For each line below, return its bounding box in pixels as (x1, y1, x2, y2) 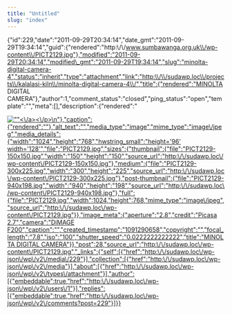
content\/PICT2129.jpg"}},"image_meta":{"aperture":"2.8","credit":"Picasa (7, 210, 217, 219)
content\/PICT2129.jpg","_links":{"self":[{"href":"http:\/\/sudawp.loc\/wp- (7, 247, 215, 256)
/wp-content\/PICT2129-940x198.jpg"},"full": (7, 188, 135, 197)
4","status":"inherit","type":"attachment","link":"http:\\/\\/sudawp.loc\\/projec (7, 72, 224, 80)
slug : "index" (7, 17, 48, 24)
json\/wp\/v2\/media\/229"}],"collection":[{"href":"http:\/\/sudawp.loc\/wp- (7, 255, 221, 263)
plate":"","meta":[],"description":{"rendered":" (7, 102, 138, 110)
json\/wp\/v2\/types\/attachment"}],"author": (7, 269, 135, 277)
